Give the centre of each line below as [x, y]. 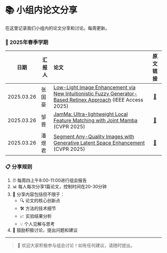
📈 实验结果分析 [36, 216]
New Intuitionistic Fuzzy [81, 94]
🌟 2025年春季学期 [27, 42]
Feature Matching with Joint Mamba [95, 121]
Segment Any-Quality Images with [94, 136]
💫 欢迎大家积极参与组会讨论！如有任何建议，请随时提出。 [76, 245]
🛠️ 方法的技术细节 [38, 208]
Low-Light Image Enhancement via [94, 88]
